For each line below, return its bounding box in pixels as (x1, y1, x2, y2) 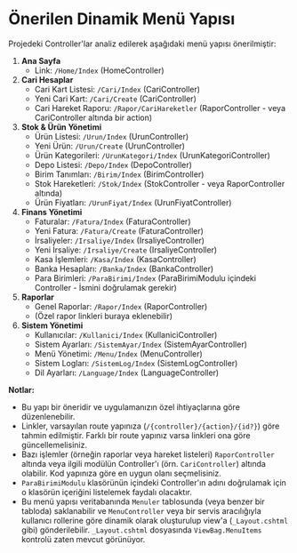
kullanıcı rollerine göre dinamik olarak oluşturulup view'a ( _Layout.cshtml (20, 515, 288, 525)
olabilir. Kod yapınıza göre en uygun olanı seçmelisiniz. (20, 468, 221, 478)
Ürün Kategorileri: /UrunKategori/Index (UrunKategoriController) (34, 149, 270, 160)
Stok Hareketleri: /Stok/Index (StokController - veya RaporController (34, 178, 285, 188)
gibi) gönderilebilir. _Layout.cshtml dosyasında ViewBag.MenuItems (20, 525, 262, 535)
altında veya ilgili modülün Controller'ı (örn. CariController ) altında (20, 458, 266, 469)
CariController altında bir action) (34, 112, 153, 123)
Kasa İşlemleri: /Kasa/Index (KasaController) (34, 253, 197, 264)
